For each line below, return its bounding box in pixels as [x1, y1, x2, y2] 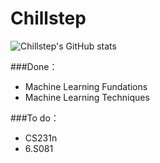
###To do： [10, 112, 60, 124]
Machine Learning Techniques [24, 91, 150, 103]
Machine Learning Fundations [24, 80, 148, 92]
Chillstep [10, 7, 87, 30]
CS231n [24, 132, 58, 144]
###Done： [10, 60, 58, 72]
